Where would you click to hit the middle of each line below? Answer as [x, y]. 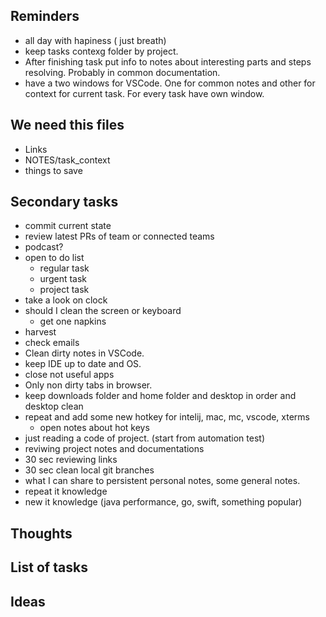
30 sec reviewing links [71, 460]
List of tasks [49, 567]
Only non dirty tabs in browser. [88, 385]
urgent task [63, 279]
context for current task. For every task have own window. [144, 93]
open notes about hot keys [94, 428]
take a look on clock [66, 300]
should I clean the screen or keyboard [103, 311]
